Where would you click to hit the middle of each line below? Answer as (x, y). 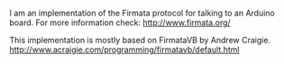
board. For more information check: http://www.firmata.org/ (120, 23)
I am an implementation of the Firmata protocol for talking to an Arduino (142, 13)
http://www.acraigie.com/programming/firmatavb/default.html (124, 50)
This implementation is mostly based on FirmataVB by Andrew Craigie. (140, 40)
